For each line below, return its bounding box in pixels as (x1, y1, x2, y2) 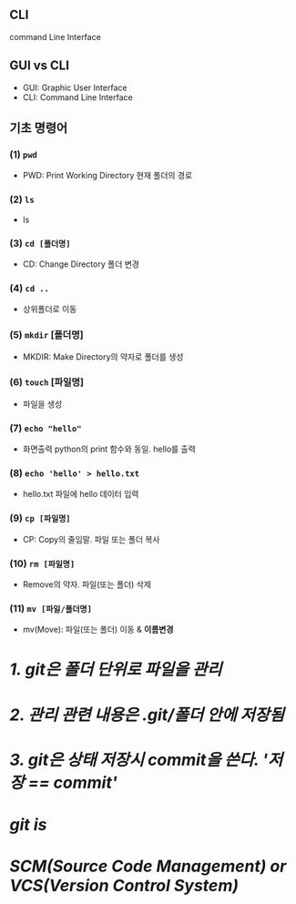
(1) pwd (9, 147, 38, 160)
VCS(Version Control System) (9, 876, 240, 896)
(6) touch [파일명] (9, 376, 85, 389)
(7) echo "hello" (9, 422, 82, 434)
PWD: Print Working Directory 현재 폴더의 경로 (22, 170, 193, 181)
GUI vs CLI (9, 58, 70, 74)
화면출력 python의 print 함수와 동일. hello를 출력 (22, 443, 196, 454)
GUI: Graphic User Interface (22, 82, 128, 93)
